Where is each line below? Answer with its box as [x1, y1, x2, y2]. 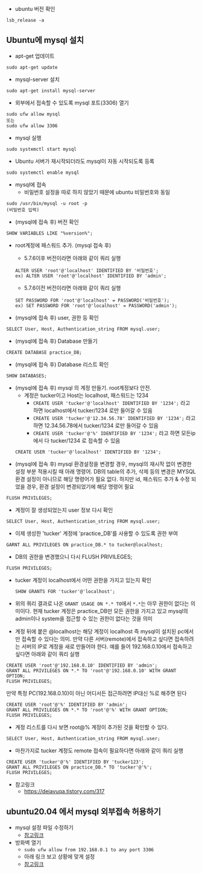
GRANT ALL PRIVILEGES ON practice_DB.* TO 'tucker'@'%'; [6, 764, 153, 770]
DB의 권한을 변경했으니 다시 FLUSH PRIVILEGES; [14, 553, 133, 560]
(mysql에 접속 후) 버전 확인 [14, 218, 80, 225]
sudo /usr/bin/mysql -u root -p [6, 200, 87, 206]
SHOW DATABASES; [6, 373, 47, 379]
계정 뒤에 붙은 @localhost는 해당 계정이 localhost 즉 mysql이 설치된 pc [14, 627, 185, 635]
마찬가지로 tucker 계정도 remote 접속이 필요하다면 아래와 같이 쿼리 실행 [14, 747, 184, 754]
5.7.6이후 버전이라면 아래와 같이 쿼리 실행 [24, 254, 121, 261]
